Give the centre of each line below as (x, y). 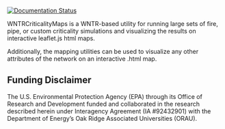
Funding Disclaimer (49, 80)
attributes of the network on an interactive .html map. (82, 59)
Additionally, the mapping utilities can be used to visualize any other (103, 52)
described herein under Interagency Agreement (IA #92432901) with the (109, 111)
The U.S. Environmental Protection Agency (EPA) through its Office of (105, 96)
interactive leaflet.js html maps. (51, 38)
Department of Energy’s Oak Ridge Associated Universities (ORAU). (102, 118)
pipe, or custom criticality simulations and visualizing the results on (102, 31)
